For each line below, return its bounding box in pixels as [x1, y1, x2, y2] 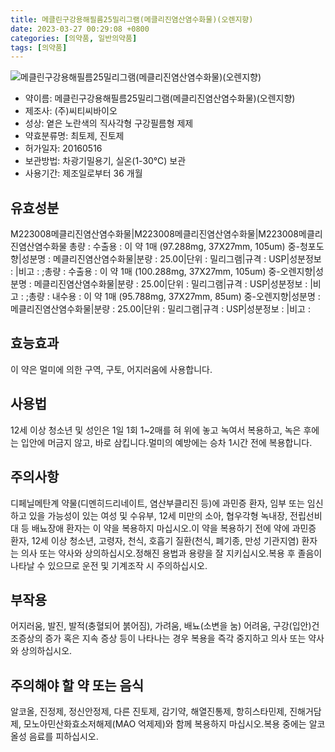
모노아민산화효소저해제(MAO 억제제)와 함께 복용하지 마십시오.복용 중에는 [23, 718, 307, 730]
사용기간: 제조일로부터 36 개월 [24, 167, 143, 180]
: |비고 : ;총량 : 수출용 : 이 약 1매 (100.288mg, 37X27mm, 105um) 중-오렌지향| [10, 266, 316, 278]
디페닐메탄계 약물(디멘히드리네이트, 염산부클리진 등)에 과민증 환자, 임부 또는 [10, 497, 305, 509]
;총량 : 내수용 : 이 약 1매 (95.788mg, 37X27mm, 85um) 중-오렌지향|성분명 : [25, 291, 321, 303]
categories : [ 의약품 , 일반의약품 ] [10, 33, 138, 43]
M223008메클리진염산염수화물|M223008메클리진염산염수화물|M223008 [10, 228, 299, 240]
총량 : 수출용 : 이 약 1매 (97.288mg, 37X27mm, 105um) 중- [69, 241, 300, 253]
